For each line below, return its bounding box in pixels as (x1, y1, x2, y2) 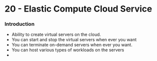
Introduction (4, 21, 35, 28)
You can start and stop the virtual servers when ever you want (11, 37, 137, 43)
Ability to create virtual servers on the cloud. (11, 31, 101, 37)
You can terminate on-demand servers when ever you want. (11, 42, 133, 48)
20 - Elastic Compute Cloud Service (4, 3, 152, 15)
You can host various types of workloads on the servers (11, 47, 124, 53)
